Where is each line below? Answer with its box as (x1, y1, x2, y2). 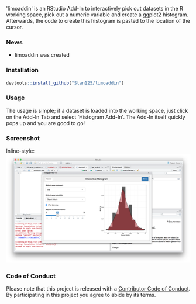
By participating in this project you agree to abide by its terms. (6, 292, 156, 299)
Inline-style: (6, 147, 35, 154)
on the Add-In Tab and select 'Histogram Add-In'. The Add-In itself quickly (6, 113, 185, 120)
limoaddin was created (14, 51, 70, 58)
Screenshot (6, 134, 40, 142)
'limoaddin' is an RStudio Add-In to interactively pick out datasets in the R (6, 5, 183, 12)
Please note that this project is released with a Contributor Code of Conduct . (6, 285, 191, 292)
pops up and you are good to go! (6, 119, 85, 126)
